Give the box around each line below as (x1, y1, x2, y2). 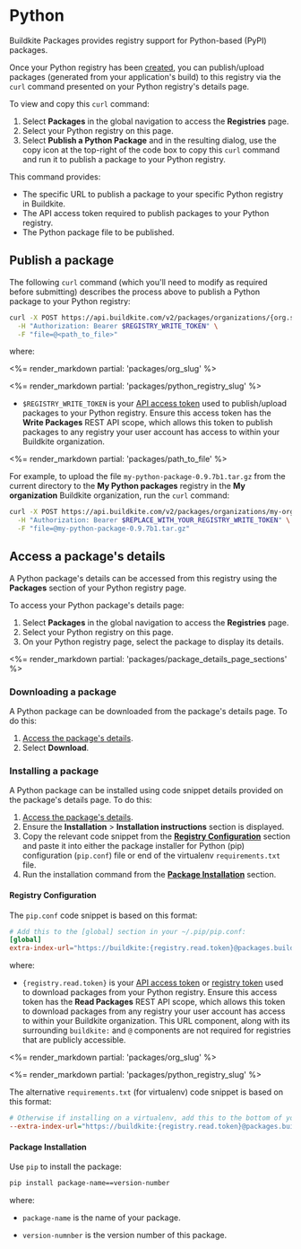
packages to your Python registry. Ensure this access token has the (21, 407, 271, 418)
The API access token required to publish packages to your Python (21, 207, 270, 218)
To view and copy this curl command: (9, 98, 150, 109)
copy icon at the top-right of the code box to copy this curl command (21, 144, 280, 155)
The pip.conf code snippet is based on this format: (9, 910, 198, 921)
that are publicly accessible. (21, 1035, 126, 1045)
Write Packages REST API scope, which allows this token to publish (21, 417, 273, 428)
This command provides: (9, 171, 101, 182)
